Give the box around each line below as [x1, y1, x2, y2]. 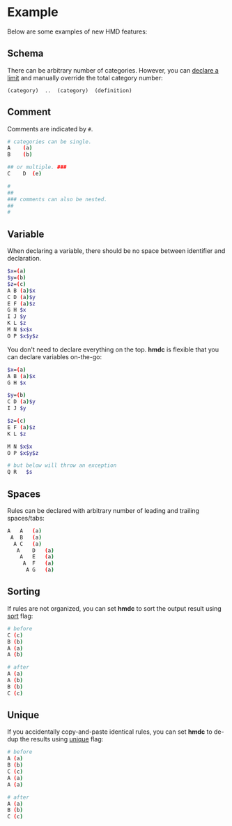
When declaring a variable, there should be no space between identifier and [7, 247, 226, 255]
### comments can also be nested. [7, 196, 108, 203]
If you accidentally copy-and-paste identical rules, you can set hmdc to [7, 727, 212, 736]
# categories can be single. [7, 138, 92, 145]
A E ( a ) [20, 553, 54, 560]
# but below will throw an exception [7, 462, 117, 469]
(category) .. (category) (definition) [7, 87, 132, 94]
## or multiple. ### [7, 164, 68, 171]
